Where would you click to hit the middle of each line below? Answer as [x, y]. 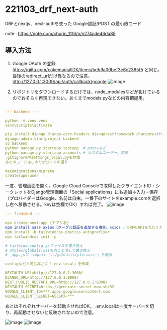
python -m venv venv [27, 120]
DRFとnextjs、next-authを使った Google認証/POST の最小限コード [73, 23]
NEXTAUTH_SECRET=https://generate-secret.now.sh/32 [60, 287]
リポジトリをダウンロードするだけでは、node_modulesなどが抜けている [86, 92]
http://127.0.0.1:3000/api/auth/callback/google [59, 81]
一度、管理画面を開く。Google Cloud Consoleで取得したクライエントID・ [81, 186]
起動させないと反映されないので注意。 [57, 313]
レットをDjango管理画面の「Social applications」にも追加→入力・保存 [86, 192]
